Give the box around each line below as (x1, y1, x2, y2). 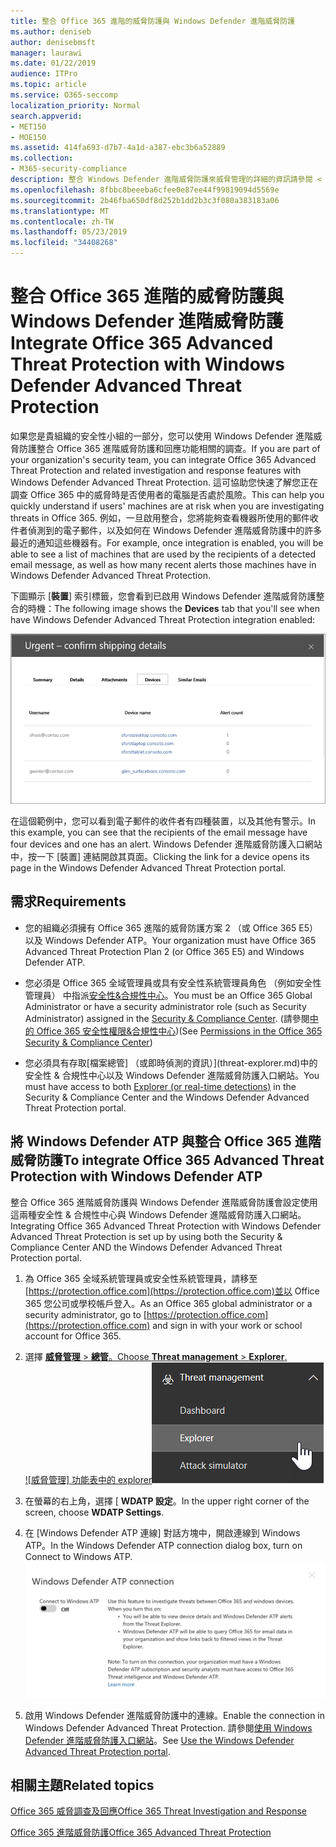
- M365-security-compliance (10, 164, 128, 174)
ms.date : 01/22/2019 (10, 58, 97, 69)
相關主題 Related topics (10, 1777, 155, 1794)
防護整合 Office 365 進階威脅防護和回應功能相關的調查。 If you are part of (18, 442, 321, 454)
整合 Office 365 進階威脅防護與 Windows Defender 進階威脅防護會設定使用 (10, 1196, 318, 1208)
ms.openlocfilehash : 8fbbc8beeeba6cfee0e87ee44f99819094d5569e (10, 185, 280, 195)
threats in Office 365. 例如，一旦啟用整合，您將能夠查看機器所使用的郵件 (10, 511, 310, 524)
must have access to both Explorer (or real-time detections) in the (24, 1080, 297, 1092)
